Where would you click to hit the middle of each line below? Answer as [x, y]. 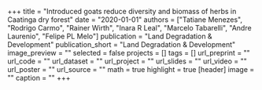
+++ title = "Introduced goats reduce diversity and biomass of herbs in [122, 11]
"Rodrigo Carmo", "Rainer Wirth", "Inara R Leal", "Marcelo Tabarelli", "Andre [130, 28]
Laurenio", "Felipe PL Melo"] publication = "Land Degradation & [110, 36]
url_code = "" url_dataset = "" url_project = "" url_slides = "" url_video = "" [127, 61]
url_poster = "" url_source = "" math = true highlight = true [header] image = [131, 69]
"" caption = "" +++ [39, 78]
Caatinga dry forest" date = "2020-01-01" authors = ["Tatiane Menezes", [125, 20]
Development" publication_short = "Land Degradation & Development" [122, 45]
